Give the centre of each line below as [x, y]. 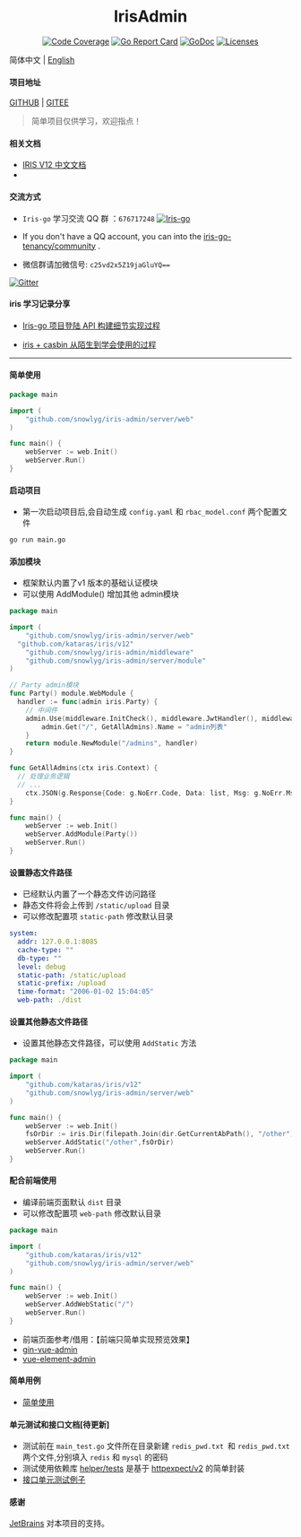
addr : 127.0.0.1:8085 [58, 942]
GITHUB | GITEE [39, 103]
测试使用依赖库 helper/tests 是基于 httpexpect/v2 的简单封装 [133, 1469]
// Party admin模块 [44, 685]
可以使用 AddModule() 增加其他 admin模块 [100, 595]
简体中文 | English [42, 59]
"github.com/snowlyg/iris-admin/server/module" [116, 661]
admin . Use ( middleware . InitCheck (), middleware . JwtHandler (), [142, 718]
